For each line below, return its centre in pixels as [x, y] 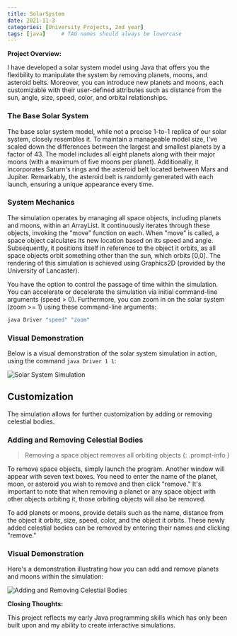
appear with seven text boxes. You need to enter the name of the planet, [112, 477]
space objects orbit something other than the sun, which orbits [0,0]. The [114, 255]
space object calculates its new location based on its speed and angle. [110, 240]
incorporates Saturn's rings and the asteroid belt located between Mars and [118, 169]
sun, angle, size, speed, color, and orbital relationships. [88, 98]
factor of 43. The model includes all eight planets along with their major [111, 154]
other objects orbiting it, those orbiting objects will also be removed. [107, 499]
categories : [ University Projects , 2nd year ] [75, 27]
